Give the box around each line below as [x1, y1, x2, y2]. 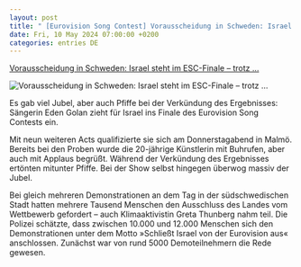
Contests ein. [9, 117, 59, 128]
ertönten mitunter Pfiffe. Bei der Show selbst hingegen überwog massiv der [9, 163, 290, 174]
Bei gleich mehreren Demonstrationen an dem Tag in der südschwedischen [9, 190, 289, 200]
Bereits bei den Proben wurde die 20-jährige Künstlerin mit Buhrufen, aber [9, 144, 286, 155]
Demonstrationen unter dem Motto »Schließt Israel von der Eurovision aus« [9, 228, 288, 239]
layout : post [9, 13, 59, 22]
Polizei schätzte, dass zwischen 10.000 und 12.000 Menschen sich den [9, 218, 274, 229]
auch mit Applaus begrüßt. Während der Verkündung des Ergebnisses [9, 154, 269, 165]
